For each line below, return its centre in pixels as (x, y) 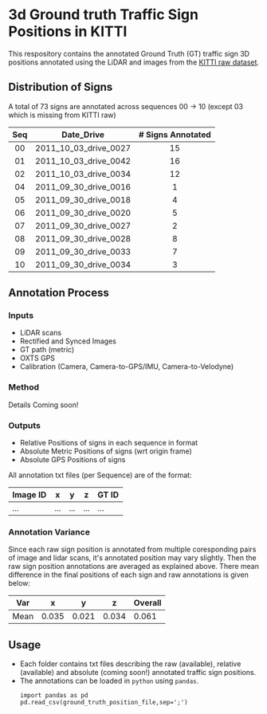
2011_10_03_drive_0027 (83, 147)
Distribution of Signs (61, 87)
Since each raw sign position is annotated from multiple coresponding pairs (132, 549)
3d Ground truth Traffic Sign (104, 15)
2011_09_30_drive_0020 (83, 213)
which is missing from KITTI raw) (63, 115)
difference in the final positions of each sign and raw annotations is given (129, 575)
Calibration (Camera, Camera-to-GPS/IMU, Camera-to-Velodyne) (127, 367)
